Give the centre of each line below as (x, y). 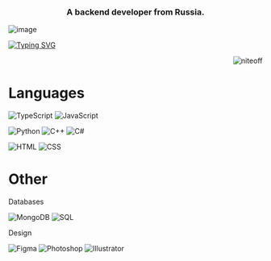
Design (20, 233)
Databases (26, 202)
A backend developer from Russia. (135, 12)
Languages (46, 93)
